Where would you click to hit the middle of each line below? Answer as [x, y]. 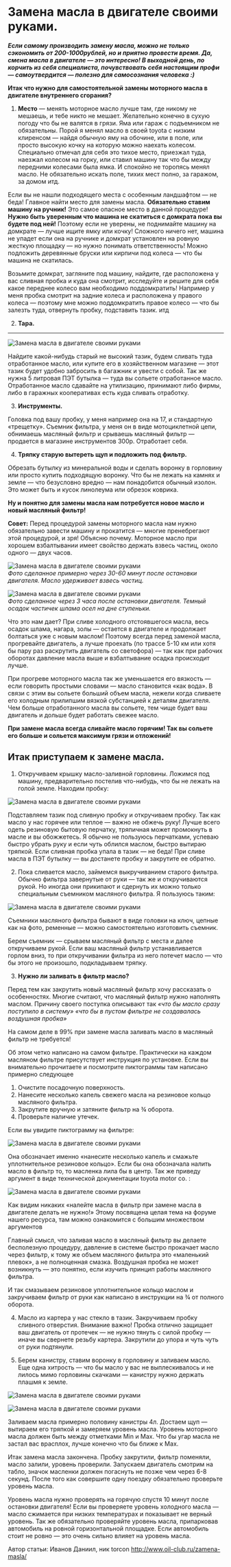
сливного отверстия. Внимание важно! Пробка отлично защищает [115, 1325]
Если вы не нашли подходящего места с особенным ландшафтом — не [112, 194]
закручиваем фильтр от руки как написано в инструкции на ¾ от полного [116, 1297]
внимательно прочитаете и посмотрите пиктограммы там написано [108, 1066]
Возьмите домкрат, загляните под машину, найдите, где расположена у [113, 273]
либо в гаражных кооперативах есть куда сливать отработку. [98, 392]
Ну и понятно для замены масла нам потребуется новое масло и [106, 503]
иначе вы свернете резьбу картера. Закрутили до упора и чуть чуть [118, 1339]
